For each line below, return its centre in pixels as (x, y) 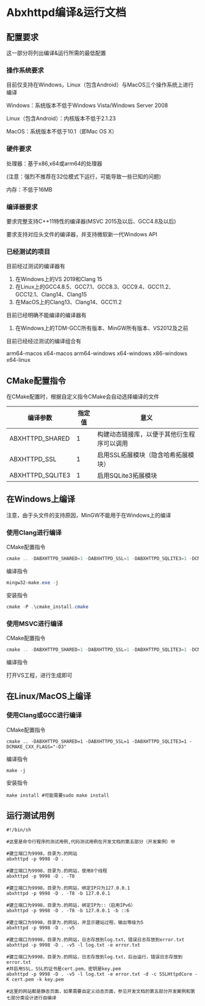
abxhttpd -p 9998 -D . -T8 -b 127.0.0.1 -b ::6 (68, 911)
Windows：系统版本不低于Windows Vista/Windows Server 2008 (87, 105)
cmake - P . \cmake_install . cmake (47, 607)
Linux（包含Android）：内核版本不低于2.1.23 (61, 118)
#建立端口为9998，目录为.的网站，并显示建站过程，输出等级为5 (75, 923)
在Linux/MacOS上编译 (49, 696)
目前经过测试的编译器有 (36, 266)
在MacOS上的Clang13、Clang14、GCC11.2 (68, 302)
